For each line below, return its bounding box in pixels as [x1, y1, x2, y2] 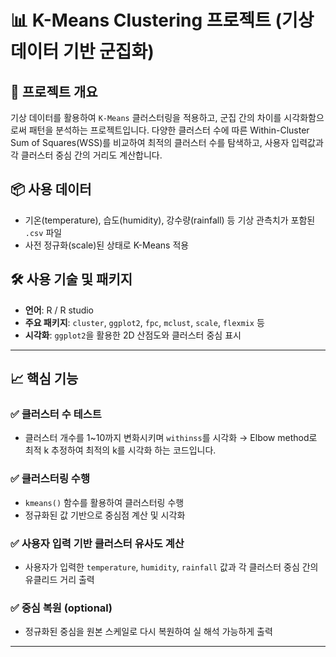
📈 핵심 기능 [10, 371, 79, 388]
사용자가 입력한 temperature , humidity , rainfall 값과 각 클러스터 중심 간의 [24, 561, 319, 573]
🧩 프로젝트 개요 [10, 83, 98, 100]
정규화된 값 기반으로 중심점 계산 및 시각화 [24, 509, 186, 521]
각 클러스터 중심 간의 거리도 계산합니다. [10, 149, 163, 161]
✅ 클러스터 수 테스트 [10, 407, 102, 421]
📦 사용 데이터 [10, 181, 92, 198]
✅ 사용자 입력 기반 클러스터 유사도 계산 [10, 536, 185, 550]
